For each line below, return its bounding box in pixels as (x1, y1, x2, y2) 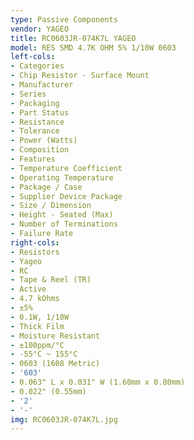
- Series (10, 89, 47, 99)
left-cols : (10, 52, 56, 62)
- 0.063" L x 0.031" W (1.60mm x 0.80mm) (10, 377, 186, 387)
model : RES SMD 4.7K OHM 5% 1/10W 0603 (10, 42, 177, 53)
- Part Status (10, 107, 70, 118)
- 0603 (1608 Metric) (10, 359, 101, 369)
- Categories (10, 61, 65, 71)
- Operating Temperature (10, 172, 114, 183)
